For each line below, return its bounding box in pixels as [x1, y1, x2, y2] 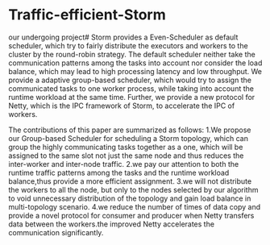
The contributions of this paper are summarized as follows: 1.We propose [8, 125, 251, 135]
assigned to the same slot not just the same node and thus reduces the [8, 151, 244, 160]
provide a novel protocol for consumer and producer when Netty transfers [8, 210, 255, 220]
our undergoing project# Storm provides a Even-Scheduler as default [8, 32, 239, 42]
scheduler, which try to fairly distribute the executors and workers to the [8, 40, 248, 50]
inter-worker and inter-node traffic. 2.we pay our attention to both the [8, 159, 239, 168]
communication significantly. [8, 227, 104, 237]
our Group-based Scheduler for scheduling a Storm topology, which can [8, 133, 248, 143]
